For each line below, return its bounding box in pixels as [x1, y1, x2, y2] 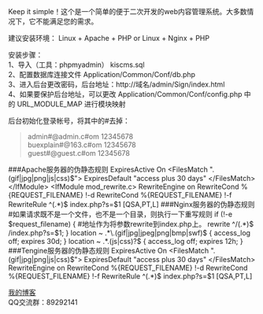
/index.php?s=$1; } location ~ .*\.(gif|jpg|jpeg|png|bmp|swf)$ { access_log [8, 228, 250, 238]
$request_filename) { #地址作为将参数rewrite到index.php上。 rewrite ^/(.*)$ [8, 220, 254, 228]
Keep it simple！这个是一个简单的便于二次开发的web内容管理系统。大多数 [8, 7, 247, 16]
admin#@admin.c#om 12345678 [27, 132, 134, 141]
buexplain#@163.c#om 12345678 [27, 140, 136, 150]
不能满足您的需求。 [35, 17, 98, 26]
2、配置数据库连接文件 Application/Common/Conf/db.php [8, 70, 195, 79]
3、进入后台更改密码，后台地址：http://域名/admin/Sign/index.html [8, 79, 225, 89]
